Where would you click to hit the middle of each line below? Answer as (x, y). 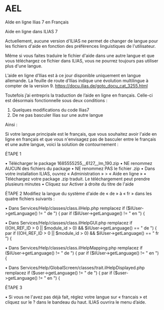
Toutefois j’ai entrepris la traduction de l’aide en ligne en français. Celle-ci (79, 95)
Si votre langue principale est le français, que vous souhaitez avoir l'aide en (81, 134)
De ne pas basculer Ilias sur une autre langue (58, 115)
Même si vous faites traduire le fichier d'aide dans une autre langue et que (80, 55)
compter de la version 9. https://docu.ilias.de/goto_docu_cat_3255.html (76, 85)
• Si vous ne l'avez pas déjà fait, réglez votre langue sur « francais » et (76, 297)
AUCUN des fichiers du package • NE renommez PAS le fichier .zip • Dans (80, 168)
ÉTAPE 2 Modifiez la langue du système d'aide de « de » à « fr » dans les (79, 193)
